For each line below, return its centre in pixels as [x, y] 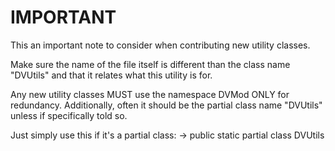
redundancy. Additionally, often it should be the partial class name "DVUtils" [166, 105]
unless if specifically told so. [69, 115]
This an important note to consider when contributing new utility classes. [160, 45]
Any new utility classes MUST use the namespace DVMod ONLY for [150, 94]
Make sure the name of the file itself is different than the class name [150, 64]
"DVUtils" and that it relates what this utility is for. [111, 75]
